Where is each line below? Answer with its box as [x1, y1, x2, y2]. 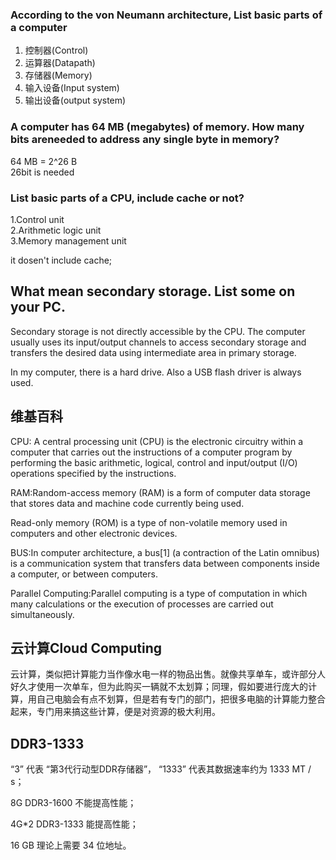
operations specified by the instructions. [10, 467, 177, 479]
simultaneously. [10, 608, 75, 620]
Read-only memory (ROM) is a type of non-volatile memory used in [10, 516, 288, 528]
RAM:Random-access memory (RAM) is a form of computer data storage [10, 486, 311, 498]
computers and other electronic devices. [10, 527, 178, 539]
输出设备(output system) [24, 94, 127, 107]
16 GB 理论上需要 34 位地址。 [10, 839, 132, 852]
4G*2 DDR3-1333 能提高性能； [10, 818, 139, 830]
